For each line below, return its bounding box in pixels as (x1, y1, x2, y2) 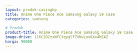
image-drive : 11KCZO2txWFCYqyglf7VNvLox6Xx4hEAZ (5, 35, 108, 40)
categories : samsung (5, 16, 48, 21)
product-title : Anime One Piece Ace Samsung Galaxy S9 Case (5, 30, 133, 35)
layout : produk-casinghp (5, 7, 57, 12)
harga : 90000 (5, 39, 32, 45)
